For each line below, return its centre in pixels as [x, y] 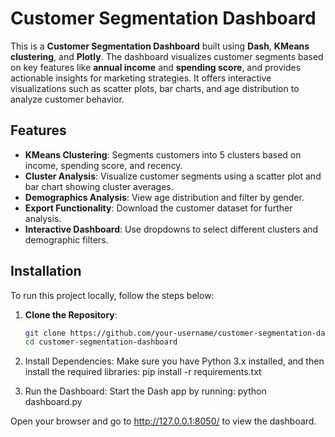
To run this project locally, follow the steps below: [112, 295]
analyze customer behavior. [67, 99]
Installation [46, 271]
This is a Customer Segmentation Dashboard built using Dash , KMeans [160, 46]
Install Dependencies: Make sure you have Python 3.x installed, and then [174, 361]
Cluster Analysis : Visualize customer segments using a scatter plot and [173, 176]
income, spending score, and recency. [103, 165]
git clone [45, 333]
